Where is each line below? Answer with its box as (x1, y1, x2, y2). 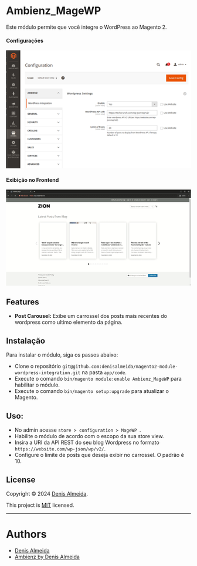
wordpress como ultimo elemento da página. (14, 318, 123, 326)
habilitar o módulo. (14, 381, 60, 388)
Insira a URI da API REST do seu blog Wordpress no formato (14, 439, 159, 446)
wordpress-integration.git (14, 370, 81, 376)
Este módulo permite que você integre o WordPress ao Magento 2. (6, 23, 167, 30)
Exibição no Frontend (6, 176, 59, 183)
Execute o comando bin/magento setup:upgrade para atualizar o (14, 388, 169, 395)
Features (6, 297, 39, 307)
